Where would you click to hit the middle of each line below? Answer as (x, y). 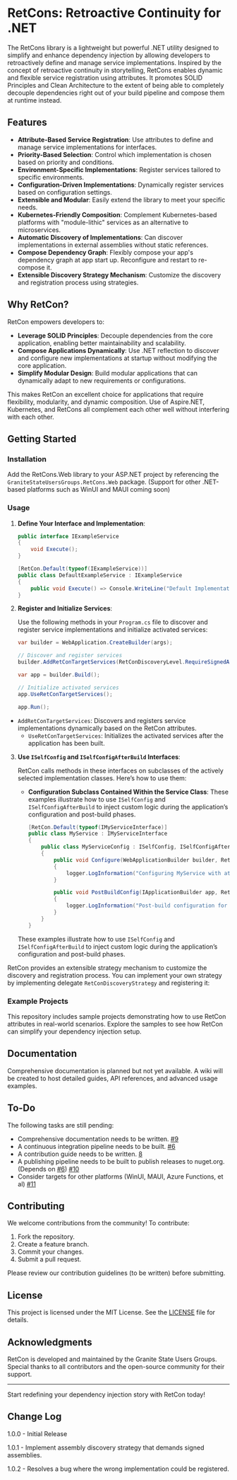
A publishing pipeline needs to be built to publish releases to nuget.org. (121, 1161)
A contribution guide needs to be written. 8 (80, 1154)
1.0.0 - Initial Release (37, 1433)
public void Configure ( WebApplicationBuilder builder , (136, 860)
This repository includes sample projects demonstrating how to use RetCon (117, 1016)
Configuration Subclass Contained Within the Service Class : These (128, 792)
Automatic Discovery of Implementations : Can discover (100, 237)
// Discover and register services (70, 656)
